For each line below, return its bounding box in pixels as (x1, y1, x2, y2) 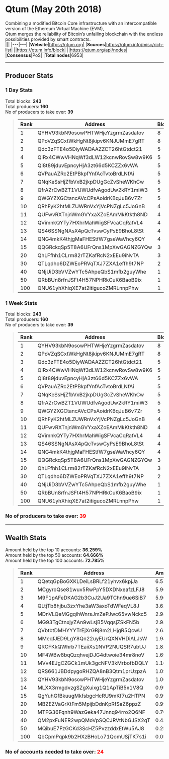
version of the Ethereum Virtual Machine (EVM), (5, 25, 105, 31)
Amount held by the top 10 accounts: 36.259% (5, 547, 103, 553)
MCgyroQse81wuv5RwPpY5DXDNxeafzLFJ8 (37, 586, 145, 593)
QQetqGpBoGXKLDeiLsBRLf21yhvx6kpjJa (37, 578, 138, 585)
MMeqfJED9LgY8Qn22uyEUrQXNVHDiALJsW (37, 635, 147, 642)
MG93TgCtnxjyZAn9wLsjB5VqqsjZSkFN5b (37, 619, 139, 626)
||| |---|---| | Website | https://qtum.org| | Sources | (5, 41, 107, 47)
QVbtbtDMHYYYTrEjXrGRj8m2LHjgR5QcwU (37, 627, 142, 634)
